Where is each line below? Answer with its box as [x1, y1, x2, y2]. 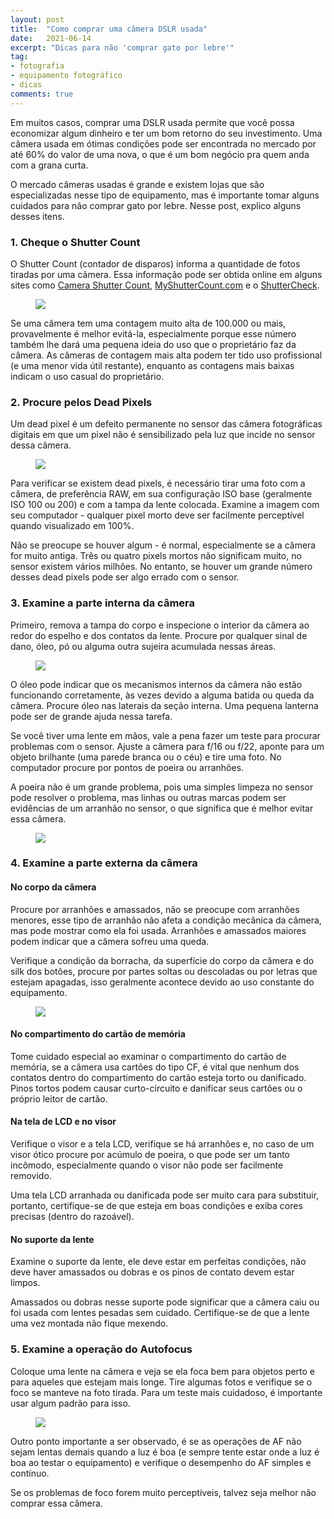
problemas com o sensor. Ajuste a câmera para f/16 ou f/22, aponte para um [10, 740, 325, 752]
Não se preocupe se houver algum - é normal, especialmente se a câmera [10, 539, 317, 551]
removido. [10, 1170, 52, 1182]
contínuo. [10, 1467, 50, 1479]
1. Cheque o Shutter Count [10, 235, 141, 249]
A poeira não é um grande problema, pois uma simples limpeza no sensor [10, 781, 314, 793]
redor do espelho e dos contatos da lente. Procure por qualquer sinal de [10, 629, 308, 641]
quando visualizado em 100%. [10, 520, 135, 532]
